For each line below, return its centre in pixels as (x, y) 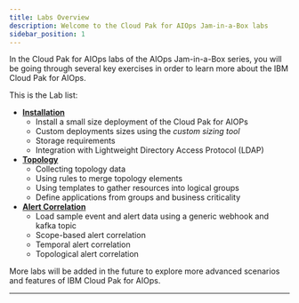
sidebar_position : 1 (48, 34)
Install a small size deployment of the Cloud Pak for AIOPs (142, 122)
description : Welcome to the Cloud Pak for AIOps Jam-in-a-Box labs (139, 26)
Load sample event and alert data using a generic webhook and (152, 216)
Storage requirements (75, 141)
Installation (43, 113)
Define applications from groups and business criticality (138, 197)
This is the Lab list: (44, 95)
